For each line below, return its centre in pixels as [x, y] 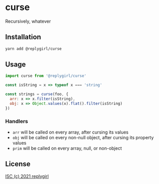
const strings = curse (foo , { [37, 94]
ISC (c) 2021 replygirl [27, 176]
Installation [23, 37]
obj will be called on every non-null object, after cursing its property [83, 137]
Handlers [17, 121]
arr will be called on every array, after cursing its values [70, 132]
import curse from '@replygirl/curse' [46, 76]
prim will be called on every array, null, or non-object [67, 148]
